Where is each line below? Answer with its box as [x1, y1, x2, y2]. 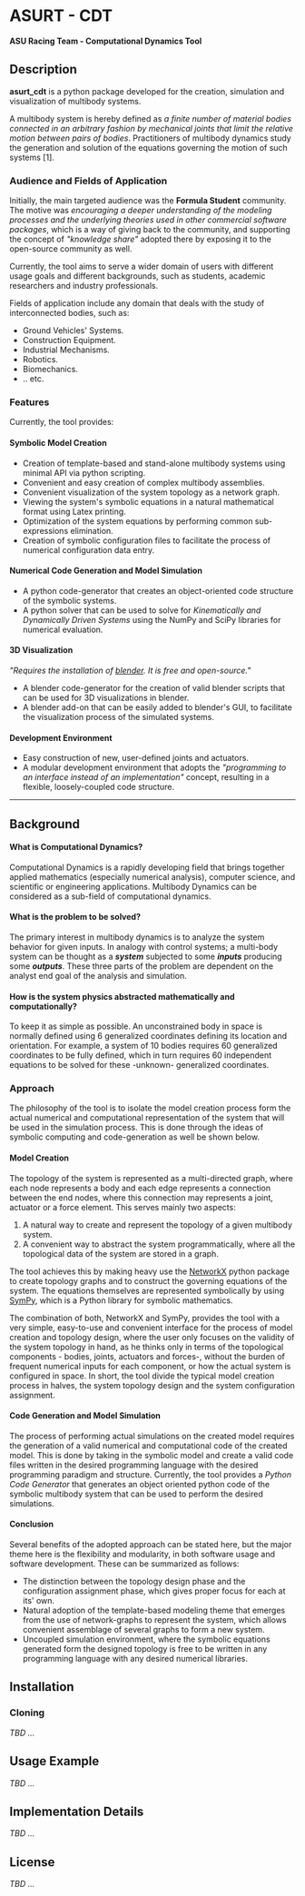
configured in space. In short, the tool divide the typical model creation [9, 1370, 275, 1381]
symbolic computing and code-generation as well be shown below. [9, 1131, 261, 1142]
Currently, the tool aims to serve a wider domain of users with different [9, 261, 274, 272]
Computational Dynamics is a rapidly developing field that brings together [9, 862, 285, 873]
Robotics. [22, 354, 59, 365]
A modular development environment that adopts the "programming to [22, 762, 287, 773]
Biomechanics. [22, 364, 79, 375]
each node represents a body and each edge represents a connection [9, 1182, 271, 1193]
